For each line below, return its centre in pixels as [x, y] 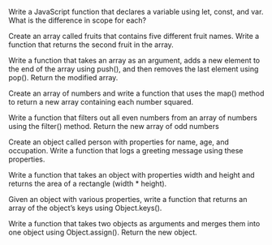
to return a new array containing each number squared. [101, 102]
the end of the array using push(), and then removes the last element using [134, 69]
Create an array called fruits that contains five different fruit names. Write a [134, 36]
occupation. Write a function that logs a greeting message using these [126, 150]
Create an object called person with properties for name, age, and [119, 142]
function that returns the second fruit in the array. [91, 45]
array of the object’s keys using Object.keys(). [85, 208]
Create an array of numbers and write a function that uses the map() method [136, 93]
